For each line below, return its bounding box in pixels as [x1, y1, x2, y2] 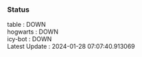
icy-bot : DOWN [7, 35, 52, 43]
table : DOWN [7, 21, 46, 29]
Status [7, 5, 29, 14]
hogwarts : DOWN [7, 27, 58, 36]
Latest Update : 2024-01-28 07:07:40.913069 [7, 43, 135, 51]
